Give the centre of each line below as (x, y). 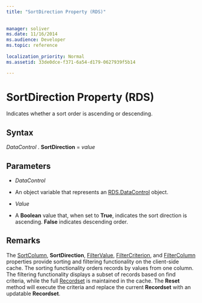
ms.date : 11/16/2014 (32, 34)
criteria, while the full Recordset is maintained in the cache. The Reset (93, 281)
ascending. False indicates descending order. (71, 222)
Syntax (20, 133)
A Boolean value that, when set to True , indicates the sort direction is (101, 216)
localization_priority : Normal (45, 57)
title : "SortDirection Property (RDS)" (56, 12)
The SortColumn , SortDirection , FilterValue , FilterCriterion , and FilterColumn (101, 255)
